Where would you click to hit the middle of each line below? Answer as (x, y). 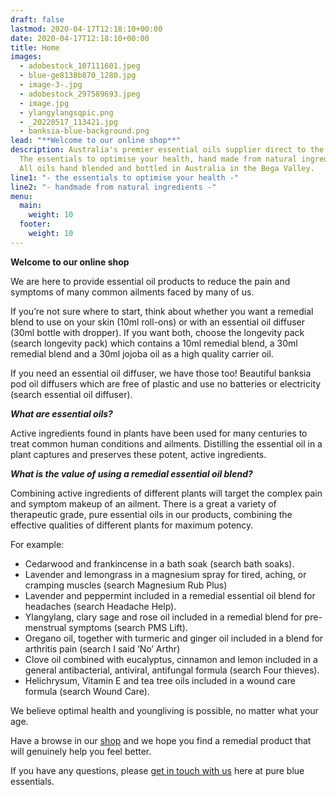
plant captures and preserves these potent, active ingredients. (138, 454)
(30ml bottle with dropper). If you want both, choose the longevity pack (157, 332)
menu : (21, 196)
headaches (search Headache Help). (100, 606)
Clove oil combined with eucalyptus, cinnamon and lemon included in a (171, 659)
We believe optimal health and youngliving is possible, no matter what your (164, 710)
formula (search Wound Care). (87, 691)
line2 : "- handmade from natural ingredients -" (113, 187)
